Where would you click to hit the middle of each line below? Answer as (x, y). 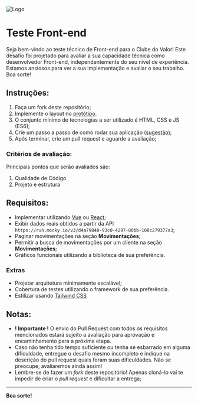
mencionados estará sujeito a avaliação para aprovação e (85, 334)
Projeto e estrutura (37, 185)
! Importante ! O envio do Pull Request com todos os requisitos (91, 328)
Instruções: (28, 93)
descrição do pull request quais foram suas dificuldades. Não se (93, 360)
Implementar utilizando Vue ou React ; (60, 217)
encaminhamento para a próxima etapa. (63, 341)
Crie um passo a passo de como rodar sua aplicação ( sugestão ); (93, 132)
